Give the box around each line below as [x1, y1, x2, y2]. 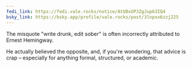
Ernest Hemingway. [6, 36, 54, 43]
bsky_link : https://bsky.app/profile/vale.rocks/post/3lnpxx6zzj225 [6, 14, 179, 20]
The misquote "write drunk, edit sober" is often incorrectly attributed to [6, 30, 180, 37]
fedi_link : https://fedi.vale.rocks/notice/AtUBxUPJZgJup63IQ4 [6, 8, 166, 15]
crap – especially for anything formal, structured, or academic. [6, 54, 159, 61]
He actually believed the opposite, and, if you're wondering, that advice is [6, 48, 186, 55]
